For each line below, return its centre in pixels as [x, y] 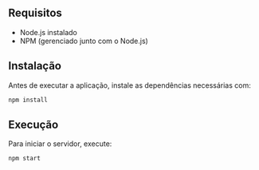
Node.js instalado [49, 32]
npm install [28, 100]
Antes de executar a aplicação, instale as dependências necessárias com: [129, 85]
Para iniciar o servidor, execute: [60, 144]
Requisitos [35, 13]
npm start [25, 159]
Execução [33, 124]
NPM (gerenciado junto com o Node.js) [84, 41]
